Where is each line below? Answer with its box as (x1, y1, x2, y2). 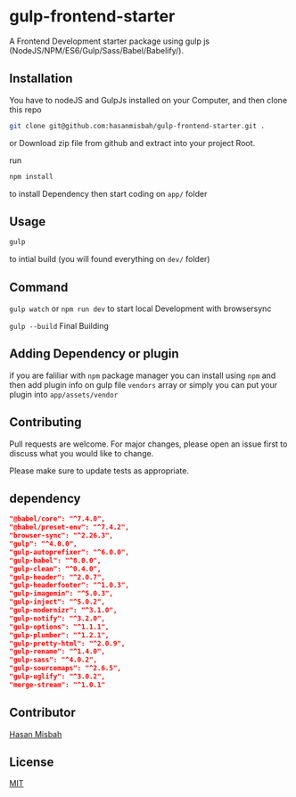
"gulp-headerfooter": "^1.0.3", (9, 581, 129, 590)
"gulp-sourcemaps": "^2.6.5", (9, 664, 122, 673)
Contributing (9, 415, 82, 430)
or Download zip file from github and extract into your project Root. (9, 137, 256, 148)
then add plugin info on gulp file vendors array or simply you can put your (9, 379, 278, 390)
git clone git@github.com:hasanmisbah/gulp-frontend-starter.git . (9, 121, 266, 130)
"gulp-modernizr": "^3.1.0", (9, 606, 118, 615)
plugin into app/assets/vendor (9, 389, 119, 399)
